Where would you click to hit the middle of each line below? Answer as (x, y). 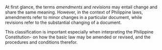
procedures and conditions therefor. (41, 42)
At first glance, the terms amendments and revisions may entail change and (81, 7)
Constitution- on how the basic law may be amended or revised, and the (78, 37)
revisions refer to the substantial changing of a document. (63, 22)
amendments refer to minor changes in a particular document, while (74, 17)
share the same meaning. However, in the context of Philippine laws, (74, 12)
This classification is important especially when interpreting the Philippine (79, 32)
